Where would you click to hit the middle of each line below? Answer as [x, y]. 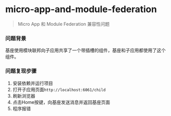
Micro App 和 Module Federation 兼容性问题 [64, 24]
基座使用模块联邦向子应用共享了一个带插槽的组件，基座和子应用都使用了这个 [85, 50]
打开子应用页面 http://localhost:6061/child [59, 89]
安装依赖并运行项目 [33, 83]
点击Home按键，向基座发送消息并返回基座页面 [61, 102]
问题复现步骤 [21, 71]
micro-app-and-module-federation [81, 9]
